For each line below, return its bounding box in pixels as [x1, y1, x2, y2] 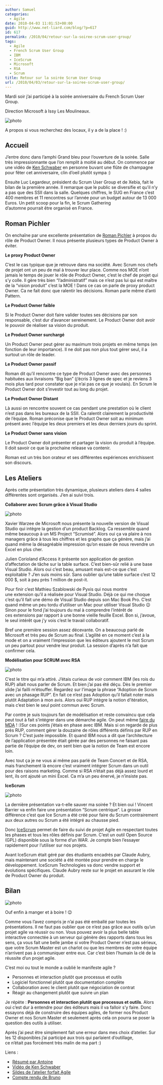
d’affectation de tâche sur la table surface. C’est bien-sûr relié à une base [5, 561, 152, 567]
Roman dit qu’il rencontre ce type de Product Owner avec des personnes [5, 370, 152, 377]
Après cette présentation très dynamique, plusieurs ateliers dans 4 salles [5, 487, 151, 493]
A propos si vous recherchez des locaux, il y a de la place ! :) [5, 127, 127, 133]
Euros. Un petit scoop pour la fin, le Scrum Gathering [5, 200, 111, 206]
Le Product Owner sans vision [5, 430, 67, 436]
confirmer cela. [5, 648, 36, 654]
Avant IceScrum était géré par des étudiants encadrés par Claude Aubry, [5, 852, 151, 858]
